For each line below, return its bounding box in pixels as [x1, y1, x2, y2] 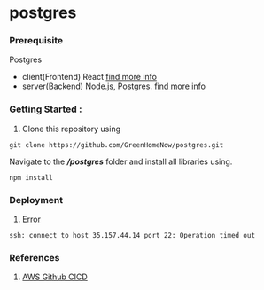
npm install [9, 173, 53, 182]
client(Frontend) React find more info [21, 72, 158, 82]
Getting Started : [9, 103, 82, 115]
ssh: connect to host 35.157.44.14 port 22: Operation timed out [9, 231, 255, 240]
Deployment [9, 193, 64, 206]
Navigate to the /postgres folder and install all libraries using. [9, 156, 233, 167]
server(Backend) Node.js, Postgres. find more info [21, 81, 206, 91]
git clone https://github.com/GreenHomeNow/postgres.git [9, 140, 224, 149]
